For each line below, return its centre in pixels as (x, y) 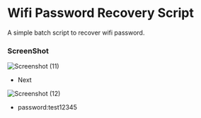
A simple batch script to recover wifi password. (76, 33)
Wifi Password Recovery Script (101, 13)
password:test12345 (47, 107)
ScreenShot (28, 51)
